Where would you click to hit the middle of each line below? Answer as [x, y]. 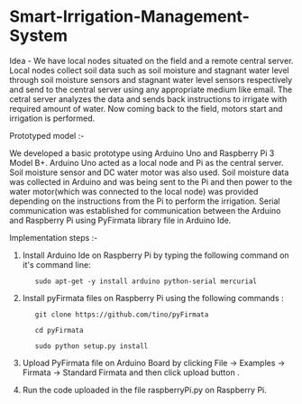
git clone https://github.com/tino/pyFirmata [122, 314]
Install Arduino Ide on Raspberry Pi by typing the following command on [156, 255]
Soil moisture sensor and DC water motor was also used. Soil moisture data [149, 172]
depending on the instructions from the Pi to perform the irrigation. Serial [145, 201]
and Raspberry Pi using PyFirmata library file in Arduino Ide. [120, 220]
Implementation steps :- [54, 237]
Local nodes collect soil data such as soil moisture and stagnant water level [150, 70]
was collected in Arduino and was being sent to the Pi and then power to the [151, 181]
